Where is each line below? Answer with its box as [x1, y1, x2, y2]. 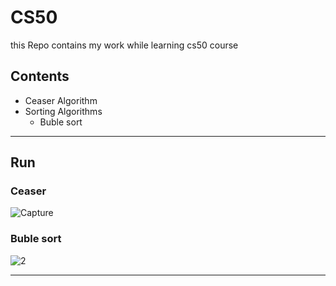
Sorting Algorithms [24, 105, 103, 117]
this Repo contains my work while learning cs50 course [10, 39, 239, 51]
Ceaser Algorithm [24, 94, 98, 106]
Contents [10, 68, 70, 85]
